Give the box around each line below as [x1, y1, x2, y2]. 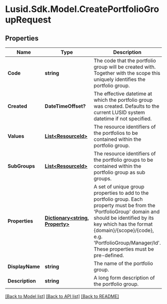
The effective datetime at [93, 90, 153, 97]
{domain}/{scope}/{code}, [93, 227, 154, 234]
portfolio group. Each [93, 196, 143, 203]
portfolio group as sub [93, 169, 146, 176]
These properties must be [93, 246, 154, 253]
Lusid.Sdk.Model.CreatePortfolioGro [5, 3, 160, 15]
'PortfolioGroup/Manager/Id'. [93, 240, 161, 246]
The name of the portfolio [93, 260, 153, 267]
